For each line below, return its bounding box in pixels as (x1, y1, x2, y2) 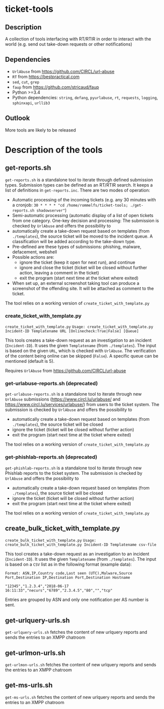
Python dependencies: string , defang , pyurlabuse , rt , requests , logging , (12, 94, 158, 100)
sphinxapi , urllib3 (12, 100, 50, 106)
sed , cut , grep (12, 79, 40, 84)
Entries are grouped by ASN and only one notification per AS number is (5, 597, 149, 602)
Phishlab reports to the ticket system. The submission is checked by (5, 470, 143, 476)
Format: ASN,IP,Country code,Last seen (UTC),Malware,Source (5, 571, 133, 576)
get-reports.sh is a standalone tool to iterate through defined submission (5, 177, 153, 183)
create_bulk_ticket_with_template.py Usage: (5, 538, 96, 543)
